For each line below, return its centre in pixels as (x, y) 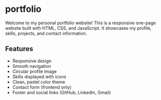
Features (19, 49)
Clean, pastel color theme (39, 82)
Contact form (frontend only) (42, 87)
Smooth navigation (32, 66)
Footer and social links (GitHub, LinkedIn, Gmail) (62, 92)
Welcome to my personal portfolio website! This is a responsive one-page (80, 23)
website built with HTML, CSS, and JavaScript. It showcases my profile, (78, 28)
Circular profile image (35, 71)
